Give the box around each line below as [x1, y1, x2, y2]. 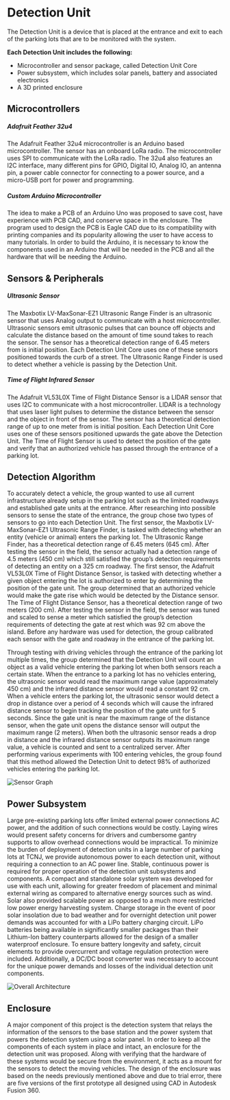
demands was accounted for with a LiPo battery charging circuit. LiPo [7, 918, 204, 926]
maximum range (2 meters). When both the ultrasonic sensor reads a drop [7, 728, 217, 737]
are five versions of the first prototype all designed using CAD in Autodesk [7, 1079, 217, 1088]
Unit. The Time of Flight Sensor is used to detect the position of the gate [7, 437, 211, 445]
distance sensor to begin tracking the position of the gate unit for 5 [7, 706, 196, 715]
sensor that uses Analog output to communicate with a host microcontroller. [7, 316, 221, 324]
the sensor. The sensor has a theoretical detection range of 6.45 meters [7, 338, 210, 346]
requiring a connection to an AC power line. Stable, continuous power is [7, 860, 210, 868]
